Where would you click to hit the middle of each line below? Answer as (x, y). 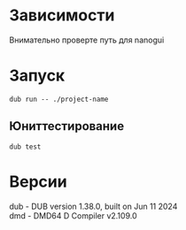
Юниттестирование (67, 126)
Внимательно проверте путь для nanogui (87, 40)
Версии (39, 181)
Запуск (37, 76)
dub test (25, 147)
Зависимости (62, 15)
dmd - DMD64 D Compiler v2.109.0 (73, 215)
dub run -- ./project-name (59, 99)
